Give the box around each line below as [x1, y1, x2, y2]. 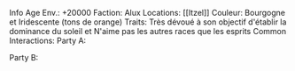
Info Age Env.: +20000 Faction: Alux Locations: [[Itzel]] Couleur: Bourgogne [9, 8, 286, 18]
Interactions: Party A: [9, 35, 87, 46]
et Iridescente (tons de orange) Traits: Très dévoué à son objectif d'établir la [9, 17, 287, 27]
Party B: [9, 53, 39, 62]
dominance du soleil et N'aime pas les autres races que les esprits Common [9, 26, 286, 36]
